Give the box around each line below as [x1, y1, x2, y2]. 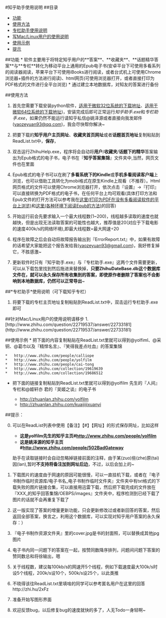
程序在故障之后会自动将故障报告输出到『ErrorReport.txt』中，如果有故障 [12, 236, 160, 242]
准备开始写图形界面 [12, 597, 52, 602]
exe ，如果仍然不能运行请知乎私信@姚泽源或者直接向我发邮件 [18, 115, 143, 121]
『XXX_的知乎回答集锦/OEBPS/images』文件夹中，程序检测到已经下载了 [12, 491, 160, 496]
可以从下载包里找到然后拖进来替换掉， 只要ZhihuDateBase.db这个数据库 [12, 266, 161, 271]
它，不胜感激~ [12, 249, 42, 255]
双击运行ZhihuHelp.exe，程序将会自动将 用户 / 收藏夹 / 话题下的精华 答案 [12, 149, 154, 154]
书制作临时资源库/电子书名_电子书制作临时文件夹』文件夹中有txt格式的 [12, 478, 156, 484]
